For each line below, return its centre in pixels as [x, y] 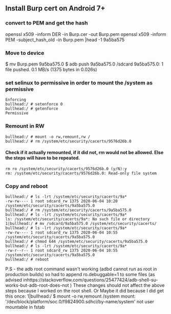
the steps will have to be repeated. [43, 158]
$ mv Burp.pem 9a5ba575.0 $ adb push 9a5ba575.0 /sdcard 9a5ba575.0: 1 [84, 64]
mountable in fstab [25, 307]
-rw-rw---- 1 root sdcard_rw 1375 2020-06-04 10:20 [61, 201]
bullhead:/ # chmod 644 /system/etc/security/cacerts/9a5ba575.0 [76, 242]
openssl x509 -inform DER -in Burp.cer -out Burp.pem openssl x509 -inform [86, 34]
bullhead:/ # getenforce [32, 109]
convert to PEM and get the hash [47, 23]
